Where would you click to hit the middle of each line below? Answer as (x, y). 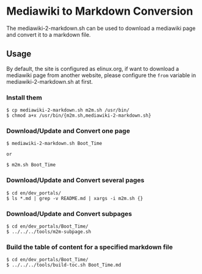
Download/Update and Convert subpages (69, 213)
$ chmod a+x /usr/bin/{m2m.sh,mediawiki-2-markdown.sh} (79, 116)
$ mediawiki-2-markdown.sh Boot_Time (54, 144)
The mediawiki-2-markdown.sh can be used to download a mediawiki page (101, 28)
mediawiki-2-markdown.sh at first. (50, 81)
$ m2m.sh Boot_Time (31, 165)
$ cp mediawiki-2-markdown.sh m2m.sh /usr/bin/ (68, 110)
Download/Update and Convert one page (68, 131)
